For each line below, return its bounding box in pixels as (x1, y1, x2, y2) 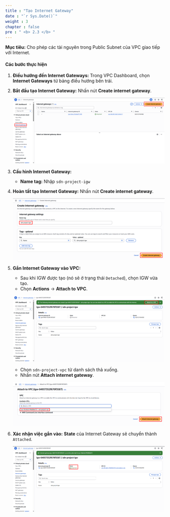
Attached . (12, 436, 33, 442)
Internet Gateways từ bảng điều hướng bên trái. (12, 78, 113, 84)
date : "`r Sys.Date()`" (5, 13, 58, 19)
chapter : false (5, 24, 39, 29)
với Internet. (5, 50, 30, 56)
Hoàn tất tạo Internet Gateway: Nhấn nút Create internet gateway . (12, 188, 154, 195)
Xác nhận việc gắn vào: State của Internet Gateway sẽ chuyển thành (12, 431, 157, 437)
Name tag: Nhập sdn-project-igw (20, 178, 91, 185)
